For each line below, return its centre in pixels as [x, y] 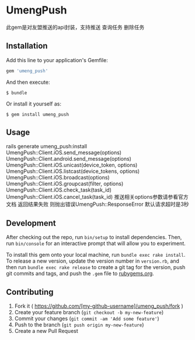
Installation [27, 46]
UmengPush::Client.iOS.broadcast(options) [58, 178]
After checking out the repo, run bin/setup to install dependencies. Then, [94, 237]
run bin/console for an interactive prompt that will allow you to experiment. [96, 243]
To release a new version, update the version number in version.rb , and [93, 261]
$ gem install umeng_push [37, 114]
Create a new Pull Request [46, 331]
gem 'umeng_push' [27, 71]
